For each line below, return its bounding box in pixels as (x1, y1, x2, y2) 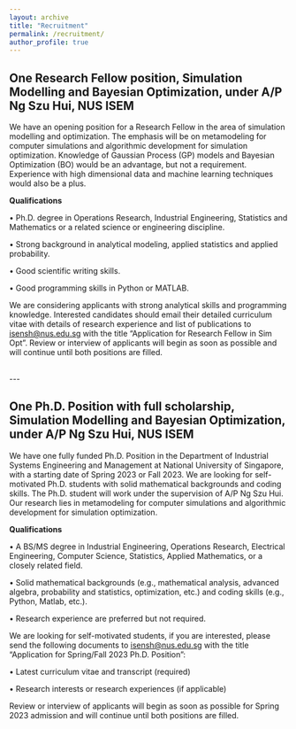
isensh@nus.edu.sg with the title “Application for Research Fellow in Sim (9, 329, 272, 339)
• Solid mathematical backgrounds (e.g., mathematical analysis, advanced (9, 577, 280, 587)
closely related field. (9, 560, 83, 570)
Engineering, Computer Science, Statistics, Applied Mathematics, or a (9, 550, 263, 561)
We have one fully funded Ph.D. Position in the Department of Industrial (9, 450, 269, 461)
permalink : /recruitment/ (9, 29, 104, 38)
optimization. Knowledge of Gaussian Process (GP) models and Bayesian (9, 150, 276, 160)
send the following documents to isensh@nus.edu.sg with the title (9, 640, 249, 650)
